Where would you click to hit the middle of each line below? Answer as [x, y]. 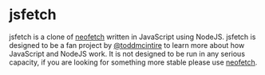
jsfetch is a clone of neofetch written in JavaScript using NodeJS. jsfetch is [132, 37]
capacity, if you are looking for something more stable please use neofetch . [133, 62]
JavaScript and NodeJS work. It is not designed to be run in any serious [127, 53]
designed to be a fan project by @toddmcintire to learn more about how [127, 45]
